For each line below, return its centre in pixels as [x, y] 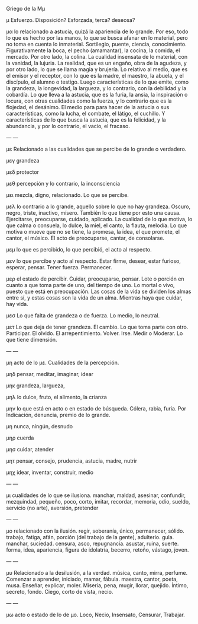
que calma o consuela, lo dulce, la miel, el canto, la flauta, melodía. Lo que [97, 225]
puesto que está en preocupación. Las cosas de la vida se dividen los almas [99, 291]
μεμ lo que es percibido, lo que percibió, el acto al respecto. [79, 249]
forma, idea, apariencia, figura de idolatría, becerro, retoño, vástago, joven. [98, 550]
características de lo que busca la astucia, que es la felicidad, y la [86, 120]
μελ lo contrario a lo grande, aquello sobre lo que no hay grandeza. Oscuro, [98, 206]
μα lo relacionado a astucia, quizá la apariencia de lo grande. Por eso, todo [97, 31]
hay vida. [17, 304]
